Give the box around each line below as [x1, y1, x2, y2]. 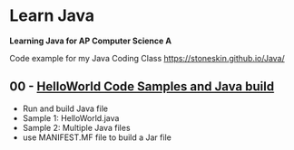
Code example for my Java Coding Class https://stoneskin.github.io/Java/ [9, 52, 286, 63]
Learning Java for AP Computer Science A [9, 35, 172, 46]
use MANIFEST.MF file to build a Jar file [22, 132, 172, 143]
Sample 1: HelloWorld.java [22, 112, 120, 123]
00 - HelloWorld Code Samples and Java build [9, 79, 275, 95]
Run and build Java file [22, 103, 109, 114]
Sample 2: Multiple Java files [22, 122, 131, 133]
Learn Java [9, 5, 95, 26]
